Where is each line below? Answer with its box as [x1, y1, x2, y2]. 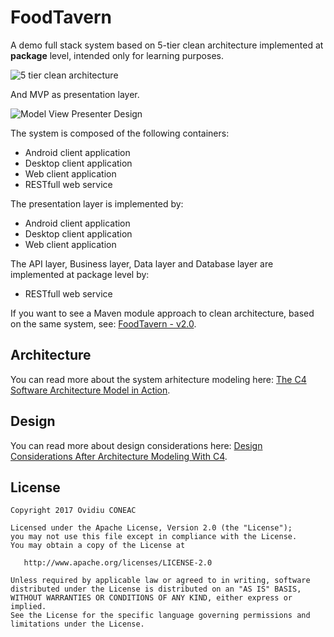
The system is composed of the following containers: [10, 127, 230, 139]
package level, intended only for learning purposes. [10, 49, 224, 61]
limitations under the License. [10, 619, 145, 630]
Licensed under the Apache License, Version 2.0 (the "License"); [10, 523, 293, 533]
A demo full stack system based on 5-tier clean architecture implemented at [10, 39, 324, 51]
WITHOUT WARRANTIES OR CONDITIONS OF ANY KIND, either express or [10, 593, 293, 603]
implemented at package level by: [10, 268, 150, 280]
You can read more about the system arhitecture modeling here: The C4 [10, 373, 307, 385]
